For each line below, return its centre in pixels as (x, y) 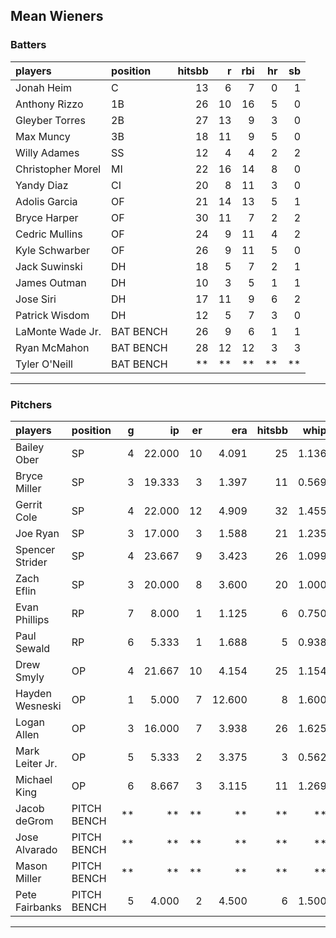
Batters (28, 45)
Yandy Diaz (42, 185)
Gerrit (29, 504)
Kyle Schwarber (53, 250)
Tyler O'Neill (44, 364)
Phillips (32, 619)
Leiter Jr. (36, 763)
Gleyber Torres (50, 120)
